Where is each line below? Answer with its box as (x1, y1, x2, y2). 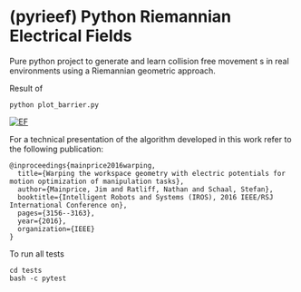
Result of (9, 83, 44, 93)
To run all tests (9, 248, 65, 259)
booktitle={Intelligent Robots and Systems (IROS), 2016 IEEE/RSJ (17, 192, 274, 201)
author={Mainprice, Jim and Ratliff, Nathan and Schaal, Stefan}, (17, 184, 274, 194)
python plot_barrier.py (9, 100, 100, 110)
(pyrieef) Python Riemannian (9, 6, 231, 27)
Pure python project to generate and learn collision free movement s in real (9, 55, 290, 66)
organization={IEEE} (17, 224, 95, 233)
